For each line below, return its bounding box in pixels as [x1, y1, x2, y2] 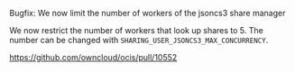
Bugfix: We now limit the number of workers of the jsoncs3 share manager [9, 8, 286, 18]
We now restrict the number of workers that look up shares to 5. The [9, 25, 263, 35]
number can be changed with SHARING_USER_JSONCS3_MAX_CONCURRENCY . [9, 35, 269, 45]
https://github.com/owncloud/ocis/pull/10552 [9, 52, 178, 62]
